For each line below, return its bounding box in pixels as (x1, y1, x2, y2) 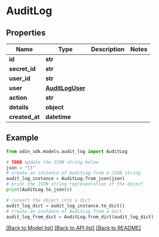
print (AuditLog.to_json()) (6, 187, 72, 193)
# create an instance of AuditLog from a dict (6, 208, 122, 214)
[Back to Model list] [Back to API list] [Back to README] (6, 225, 141, 232)
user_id (9, 74, 31, 82)
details (9, 103, 29, 111)
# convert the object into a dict (6, 197, 91, 203)
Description (91, 46, 125, 53)
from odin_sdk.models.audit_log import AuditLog (6, 148, 128, 154)
